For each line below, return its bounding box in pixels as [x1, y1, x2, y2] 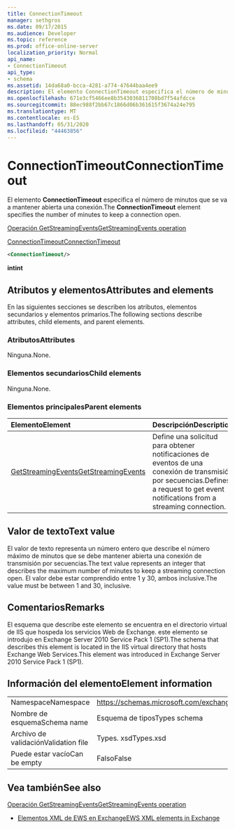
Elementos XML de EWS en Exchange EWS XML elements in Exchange [17, 814, 220, 823]
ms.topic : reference [7, 36, 68, 43]
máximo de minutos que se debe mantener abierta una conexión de [7, 551, 202, 560]
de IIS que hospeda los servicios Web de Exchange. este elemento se [7, 627, 208, 636]
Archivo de [10, 729, 47, 739]
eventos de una [152, 458, 204, 468]
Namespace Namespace [10, 697, 90, 707]
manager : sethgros [7, 17, 61, 24]
